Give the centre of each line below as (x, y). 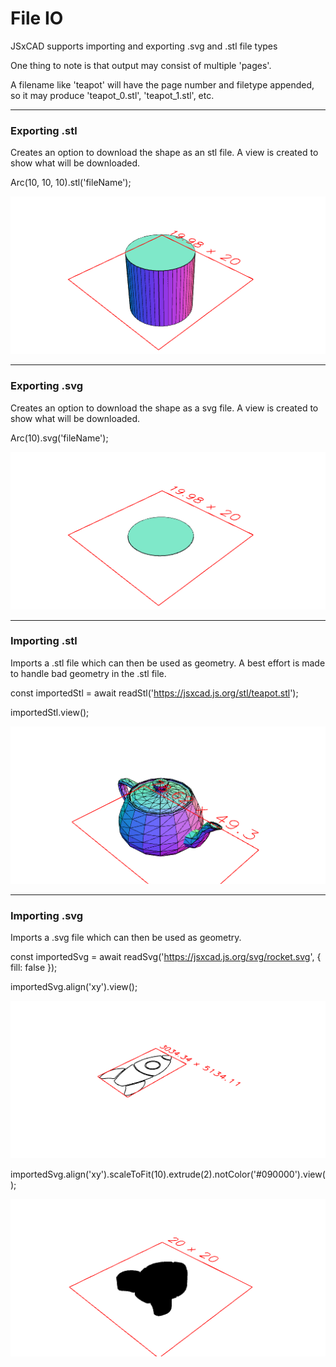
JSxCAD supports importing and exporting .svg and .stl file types (144, 46)
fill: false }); (34, 968)
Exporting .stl (44, 130)
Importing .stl (44, 641)
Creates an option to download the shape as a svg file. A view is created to (164, 408)
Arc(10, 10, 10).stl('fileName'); (71, 183)
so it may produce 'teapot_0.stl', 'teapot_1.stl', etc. (112, 95)
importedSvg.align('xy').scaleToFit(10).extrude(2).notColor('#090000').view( (168, 1174)
